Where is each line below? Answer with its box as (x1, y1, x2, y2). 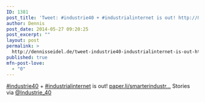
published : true (6, 54, 48, 60)
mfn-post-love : (6, 60, 45, 66)
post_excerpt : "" (6, 32, 51, 38)
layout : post (6, 37, 40, 43)
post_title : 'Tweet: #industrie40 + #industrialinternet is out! (6, 15, 176, 21)
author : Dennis (6, 20, 45, 26)
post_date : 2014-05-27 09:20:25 (6, 26, 88, 32)
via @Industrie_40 (6, 89, 52, 97)
